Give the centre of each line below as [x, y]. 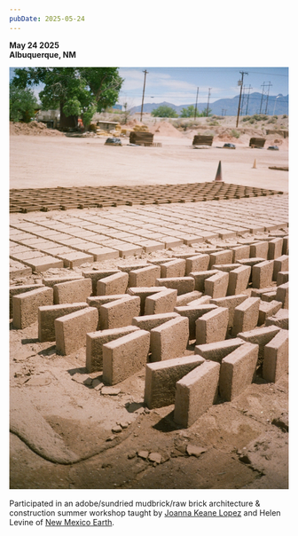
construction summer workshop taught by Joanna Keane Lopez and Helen [145, 512]
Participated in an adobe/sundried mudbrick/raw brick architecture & [135, 503]
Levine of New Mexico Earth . [62, 522]
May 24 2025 [34, 45]
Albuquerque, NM [43, 54]
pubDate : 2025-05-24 [47, 19]
